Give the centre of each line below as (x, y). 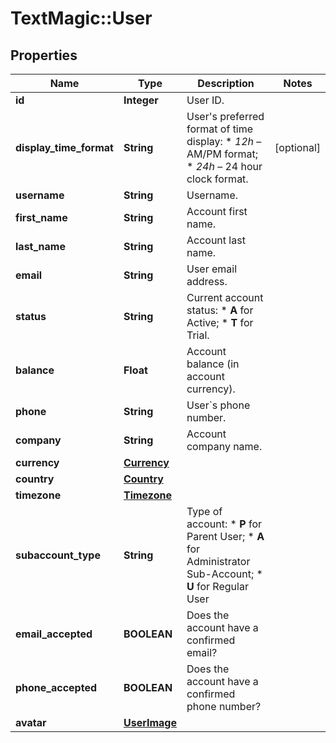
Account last (216, 240)
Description (226, 83)
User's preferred (225, 116)
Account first (217, 211)
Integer (141, 100)
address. (207, 281)
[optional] (297, 147)
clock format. (217, 179)
